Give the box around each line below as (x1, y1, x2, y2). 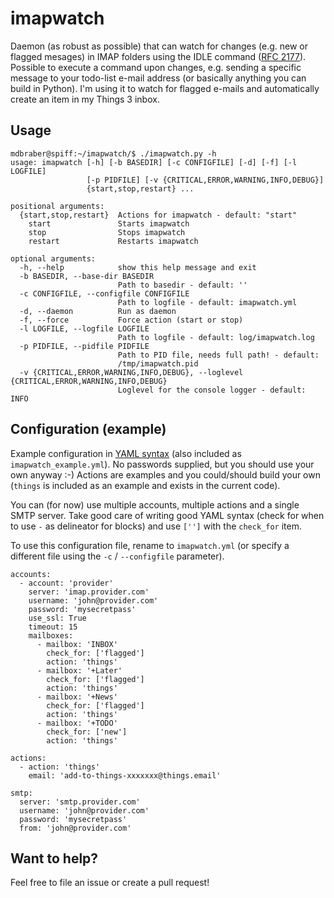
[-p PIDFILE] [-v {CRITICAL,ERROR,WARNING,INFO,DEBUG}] (86, 175, 325, 185)
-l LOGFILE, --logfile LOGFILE (19, 323, 150, 334)
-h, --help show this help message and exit (19, 262, 257, 272)
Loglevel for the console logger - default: (117, 385, 307, 395)
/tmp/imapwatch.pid (117, 358, 199, 369)
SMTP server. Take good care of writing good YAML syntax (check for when (10, 509, 325, 521)
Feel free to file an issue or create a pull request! (10, 877, 210, 889)
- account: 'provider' (19, 578, 114, 588)
